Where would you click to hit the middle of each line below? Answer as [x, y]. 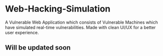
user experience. [22, 32]
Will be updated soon [38, 48]
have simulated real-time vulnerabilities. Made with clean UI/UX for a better [81, 27]
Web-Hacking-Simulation [58, 9]
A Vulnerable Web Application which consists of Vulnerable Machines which [81, 22]
